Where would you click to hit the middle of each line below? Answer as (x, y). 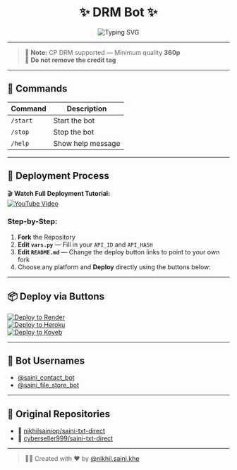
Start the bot (74, 120)
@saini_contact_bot (46, 378)
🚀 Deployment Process (58, 176)
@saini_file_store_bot (48, 385)
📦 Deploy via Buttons (56, 297)
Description (87, 109)
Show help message (87, 143)
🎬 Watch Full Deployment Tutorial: (59, 193)
